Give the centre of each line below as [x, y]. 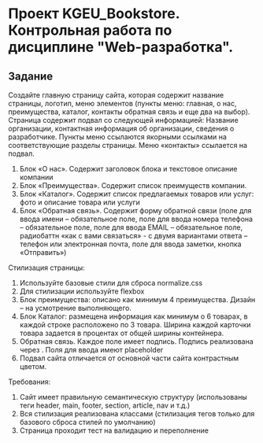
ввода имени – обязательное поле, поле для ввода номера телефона [136, 219]
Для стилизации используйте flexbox [82, 291]
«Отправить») [43, 252]
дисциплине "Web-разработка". [121, 47]
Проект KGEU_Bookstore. [94, 14]
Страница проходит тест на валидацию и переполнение [114, 430]
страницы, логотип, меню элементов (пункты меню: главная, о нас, [122, 103]
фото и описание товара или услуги [80, 202]
